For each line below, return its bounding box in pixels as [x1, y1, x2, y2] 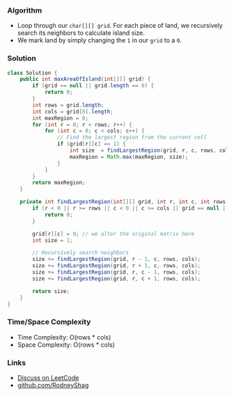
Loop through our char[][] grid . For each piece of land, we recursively [17, 22, 223, 30]
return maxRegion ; [32, 180, 86, 187]
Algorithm [7, 6, 42, 15]
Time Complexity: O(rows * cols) [17, 333, 111, 341]
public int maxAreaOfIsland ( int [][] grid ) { [19, 76, 151, 83]
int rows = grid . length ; [32, 102, 104, 109]
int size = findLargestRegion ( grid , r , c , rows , [69, 147, 217, 155]
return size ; [32, 287, 70, 294]
